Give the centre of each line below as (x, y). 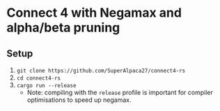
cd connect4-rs (39, 78)
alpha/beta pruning (63, 28)
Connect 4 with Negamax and (94, 13)
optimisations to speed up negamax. (79, 100)
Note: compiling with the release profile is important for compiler (120, 92)
